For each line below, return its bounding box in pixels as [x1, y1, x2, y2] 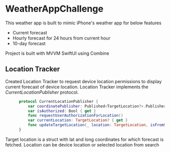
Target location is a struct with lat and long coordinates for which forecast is [5, 136, 164, 142]
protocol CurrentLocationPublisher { [18, 99, 99, 104]
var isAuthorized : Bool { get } [27, 108, 96, 113]
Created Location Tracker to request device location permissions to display [5, 78, 162, 84]
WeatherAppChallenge [5, 3, 104, 15]
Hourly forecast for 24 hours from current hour [12, 35, 110, 41]
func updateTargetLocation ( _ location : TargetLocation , [27, 123, 148, 128]
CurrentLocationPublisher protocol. [5, 89, 79, 95]
